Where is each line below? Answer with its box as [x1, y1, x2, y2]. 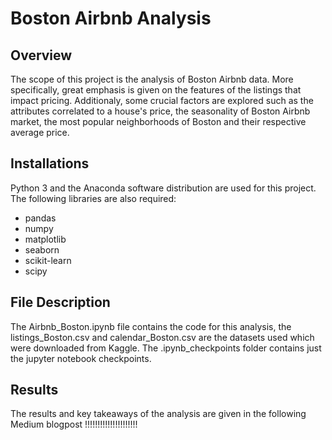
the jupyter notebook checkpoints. [10, 352, 152, 364]
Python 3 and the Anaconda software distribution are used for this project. [10, 182, 317, 194]
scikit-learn [24, 254, 72, 266]
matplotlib [24, 233, 67, 245]
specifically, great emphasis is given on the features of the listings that [10, 84, 302, 96]
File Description [10, 294, 111, 311]
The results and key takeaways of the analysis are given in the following [10, 408, 307, 420]
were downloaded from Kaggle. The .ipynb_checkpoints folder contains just [10, 342, 322, 354]
